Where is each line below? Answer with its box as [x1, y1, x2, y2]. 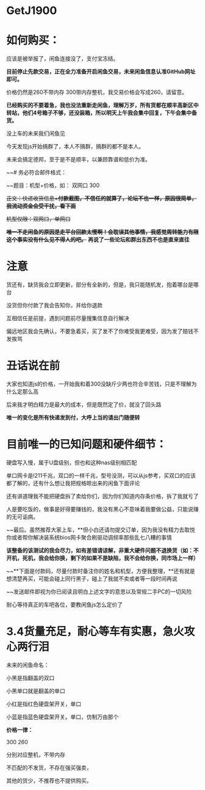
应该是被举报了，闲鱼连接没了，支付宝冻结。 [6, 55, 119, 62]
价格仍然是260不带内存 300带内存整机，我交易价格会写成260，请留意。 [6, 89, 188, 96]
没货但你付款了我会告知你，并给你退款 [6, 302, 103, 309]
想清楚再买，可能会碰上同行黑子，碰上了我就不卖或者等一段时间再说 [6, 575, 178, 582]
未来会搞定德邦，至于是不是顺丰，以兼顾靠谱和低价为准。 [6, 156, 151, 163]
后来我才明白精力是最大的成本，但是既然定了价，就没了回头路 [6, 401, 162, 408]
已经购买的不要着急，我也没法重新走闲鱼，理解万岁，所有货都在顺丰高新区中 [6, 101, 199, 109]
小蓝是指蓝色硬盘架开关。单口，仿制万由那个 [6, 713, 119, 720]
